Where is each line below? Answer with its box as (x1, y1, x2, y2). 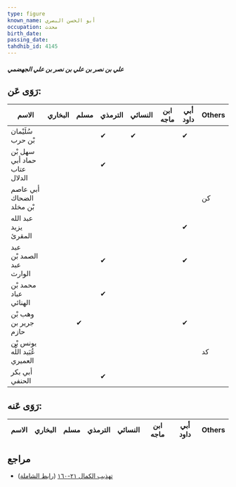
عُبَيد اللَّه (11, 347, 36, 357)
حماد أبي (11, 155, 37, 165)
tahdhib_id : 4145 (7, 43, 58, 50)
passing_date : (7, 37, 49, 44)
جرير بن (11, 318, 34, 327)
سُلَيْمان (11, 126, 33, 136)
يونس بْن (11, 338, 37, 348)
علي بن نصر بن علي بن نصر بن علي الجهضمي (7, 65, 124, 73)
